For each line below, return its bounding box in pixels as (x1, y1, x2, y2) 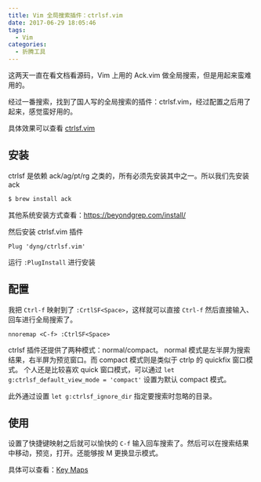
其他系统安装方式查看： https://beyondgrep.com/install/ (8, 210, 187, 220)
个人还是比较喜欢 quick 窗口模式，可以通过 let (23, 364, 175, 374)
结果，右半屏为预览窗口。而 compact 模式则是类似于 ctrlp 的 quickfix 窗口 (8, 355, 247, 364)
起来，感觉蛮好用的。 (8, 107, 77, 116)
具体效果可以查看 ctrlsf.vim (8, 123, 96, 133)
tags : (8, 26, 26, 34)
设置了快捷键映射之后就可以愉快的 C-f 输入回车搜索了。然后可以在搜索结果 (8, 439, 249, 448)
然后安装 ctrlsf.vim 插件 (8, 227, 84, 236)
